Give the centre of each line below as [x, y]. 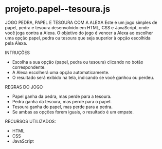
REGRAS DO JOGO [24, 87]
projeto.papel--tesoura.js [58, 9]
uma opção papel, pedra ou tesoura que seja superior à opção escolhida [78, 38]
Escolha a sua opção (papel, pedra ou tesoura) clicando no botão [78, 62]
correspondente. [29, 67]
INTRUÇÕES [18, 53]
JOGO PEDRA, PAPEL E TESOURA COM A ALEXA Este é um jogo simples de [81, 22]
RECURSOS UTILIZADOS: [30, 121]
